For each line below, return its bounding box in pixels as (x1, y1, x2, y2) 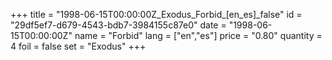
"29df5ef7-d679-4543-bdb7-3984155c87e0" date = (10, 19, 227, 31)
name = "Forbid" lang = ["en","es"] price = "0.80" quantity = (74, 30, 323, 41)
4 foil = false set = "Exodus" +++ (10, 40, 147, 52)
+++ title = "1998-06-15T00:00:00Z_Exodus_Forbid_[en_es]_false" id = (10, 9, 303, 20)
